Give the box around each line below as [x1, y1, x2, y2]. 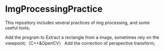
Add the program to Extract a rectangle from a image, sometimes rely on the [5, 34, 160, 40]
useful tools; [5, 25, 30, 30]
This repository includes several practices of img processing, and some [5, 20, 150, 25]
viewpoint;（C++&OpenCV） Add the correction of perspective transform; [5, 40, 156, 46]
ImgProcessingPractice [5, 3, 103, 15]
